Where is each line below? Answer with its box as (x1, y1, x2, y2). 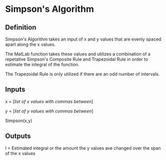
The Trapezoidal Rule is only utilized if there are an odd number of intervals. (5, 71, 160, 77)
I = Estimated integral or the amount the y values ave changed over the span (5, 145, 161, 151)
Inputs (5, 85, 26, 94)
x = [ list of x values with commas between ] (5, 98, 93, 104)
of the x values (5, 150, 36, 156)
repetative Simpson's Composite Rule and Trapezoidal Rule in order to (5, 56, 149, 62)
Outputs (5, 132, 31, 140)
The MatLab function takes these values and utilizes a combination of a (5, 51, 151, 57)
